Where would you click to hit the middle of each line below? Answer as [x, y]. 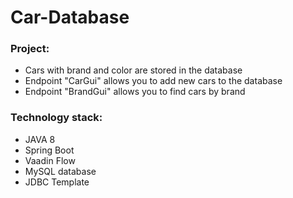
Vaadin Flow [50, 160]
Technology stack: [56, 118]
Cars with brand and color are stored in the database [133, 70]
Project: [30, 49]
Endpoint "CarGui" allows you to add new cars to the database [153, 81]
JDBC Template [57, 182]
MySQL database [60, 171]
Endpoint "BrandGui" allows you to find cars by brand [135, 92]
